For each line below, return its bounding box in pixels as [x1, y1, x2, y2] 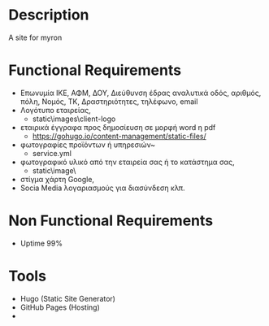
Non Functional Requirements [8, 211, 214, 230]
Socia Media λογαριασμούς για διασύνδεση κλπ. [20, 183, 185, 193]
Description [8, 6, 89, 24]
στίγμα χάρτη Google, [20, 174, 95, 184]
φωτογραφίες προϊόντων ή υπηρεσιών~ [20, 140, 156, 150]
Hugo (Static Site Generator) [20, 293, 116, 303]
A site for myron [8, 33, 63, 42]
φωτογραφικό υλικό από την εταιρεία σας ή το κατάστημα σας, [20, 157, 236, 167]
